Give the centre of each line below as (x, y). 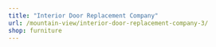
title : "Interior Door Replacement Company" (83, 16)
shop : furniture (35, 30)
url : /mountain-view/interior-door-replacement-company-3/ (108, 23)
